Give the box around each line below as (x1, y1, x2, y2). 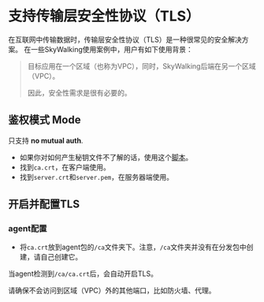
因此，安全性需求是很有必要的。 (27, 88, 132, 97)
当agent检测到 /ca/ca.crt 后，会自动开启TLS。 (8, 269, 158, 278)
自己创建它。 (40, 252, 83, 262)
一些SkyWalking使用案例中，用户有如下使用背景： (30, 44, 193, 54)
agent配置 (8, 223, 47, 234)
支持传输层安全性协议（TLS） (8, 7, 200, 25)
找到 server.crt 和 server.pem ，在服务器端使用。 (19, 172, 173, 181)
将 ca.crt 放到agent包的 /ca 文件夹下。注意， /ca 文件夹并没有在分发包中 (19, 242, 247, 252)
